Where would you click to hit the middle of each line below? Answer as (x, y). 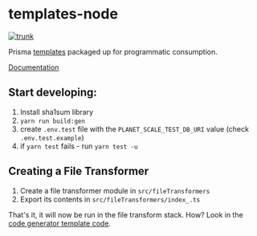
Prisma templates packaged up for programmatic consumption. (113, 51)
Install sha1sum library (57, 112)
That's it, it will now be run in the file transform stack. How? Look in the (126, 214)
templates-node (63, 14)
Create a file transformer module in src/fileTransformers (115, 190)
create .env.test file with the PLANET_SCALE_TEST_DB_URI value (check (134, 128)
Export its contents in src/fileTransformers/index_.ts (110, 199)
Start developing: (53, 93)
